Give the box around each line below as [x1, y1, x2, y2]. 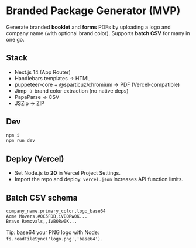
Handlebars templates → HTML [14, 74, 91, 81]
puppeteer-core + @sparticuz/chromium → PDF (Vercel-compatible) [14, 81, 180, 88]
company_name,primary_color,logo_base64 [6, 208, 106, 214]
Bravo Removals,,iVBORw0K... [6, 218, 77, 224]
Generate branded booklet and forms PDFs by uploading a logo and [6, 23, 171, 30]
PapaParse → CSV [14, 93, 60, 100]
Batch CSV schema [6, 192, 78, 203]
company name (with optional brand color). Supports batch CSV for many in [6, 29, 190, 36]
